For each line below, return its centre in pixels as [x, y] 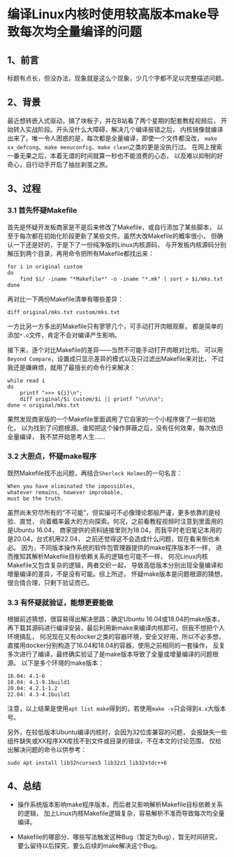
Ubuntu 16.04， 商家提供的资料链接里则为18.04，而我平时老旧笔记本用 [115, 529]
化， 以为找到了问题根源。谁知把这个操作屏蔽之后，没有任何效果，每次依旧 [115, 428]
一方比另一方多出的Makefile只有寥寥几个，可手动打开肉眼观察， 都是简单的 [115, 326]
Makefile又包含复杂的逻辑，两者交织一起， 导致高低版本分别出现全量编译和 [115, 565]
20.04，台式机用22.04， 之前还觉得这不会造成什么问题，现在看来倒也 [114, 539]
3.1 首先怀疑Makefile [42, 210]
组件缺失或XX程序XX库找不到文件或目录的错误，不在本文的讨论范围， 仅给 [115, 741]
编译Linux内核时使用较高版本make [107, 14]
